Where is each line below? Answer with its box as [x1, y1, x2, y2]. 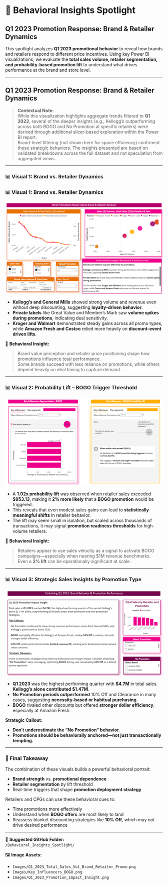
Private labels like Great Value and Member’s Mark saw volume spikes [12, 310, 159, 316]
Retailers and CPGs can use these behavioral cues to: [5, 796, 116, 802]
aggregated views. [17, 155, 56, 161]
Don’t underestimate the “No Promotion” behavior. [12, 727, 120, 733]
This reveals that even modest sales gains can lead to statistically [12, 507, 149, 513]
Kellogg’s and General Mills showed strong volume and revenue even [12, 299, 156, 305]
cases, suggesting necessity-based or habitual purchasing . [12, 697, 138, 703]
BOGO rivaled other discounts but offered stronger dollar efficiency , [12, 702, 155, 708]
